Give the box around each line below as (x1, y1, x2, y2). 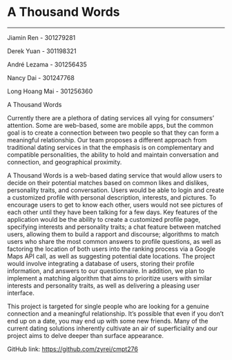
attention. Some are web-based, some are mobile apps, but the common (7, 121, 214, 129)
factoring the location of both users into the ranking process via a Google (7, 245, 216, 253)
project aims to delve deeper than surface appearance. (7, 331, 164, 339)
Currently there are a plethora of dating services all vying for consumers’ (7, 113, 215, 122)
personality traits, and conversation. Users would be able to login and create (7, 186, 224, 194)
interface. (7, 288, 35, 297)
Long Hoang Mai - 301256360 (7, 87, 93, 95)
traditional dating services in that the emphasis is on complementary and (7, 143, 214, 151)
